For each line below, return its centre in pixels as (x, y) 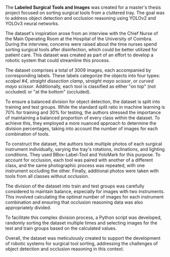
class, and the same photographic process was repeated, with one (75, 165)
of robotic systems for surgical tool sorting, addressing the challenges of (81, 244)
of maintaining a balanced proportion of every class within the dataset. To (83, 118)
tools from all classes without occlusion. (47, 176)
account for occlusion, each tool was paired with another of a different (79, 160)
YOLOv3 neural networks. (32, 23)
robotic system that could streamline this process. (58, 60)
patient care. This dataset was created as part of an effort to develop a (79, 55)
